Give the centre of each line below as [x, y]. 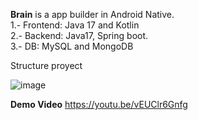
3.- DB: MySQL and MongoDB [72, 46]
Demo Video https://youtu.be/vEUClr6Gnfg [99, 104]
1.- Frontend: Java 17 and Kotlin [75, 25]
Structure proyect [46, 65]
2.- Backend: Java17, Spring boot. [79, 35]
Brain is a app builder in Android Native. [92, 14]
